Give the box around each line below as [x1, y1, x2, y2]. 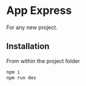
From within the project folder [6, 57, 81, 64]
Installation [6, 41, 50, 51]
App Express [6, 4, 72, 18]
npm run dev [6, 74, 36, 81]
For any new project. [6, 24, 58, 31]
